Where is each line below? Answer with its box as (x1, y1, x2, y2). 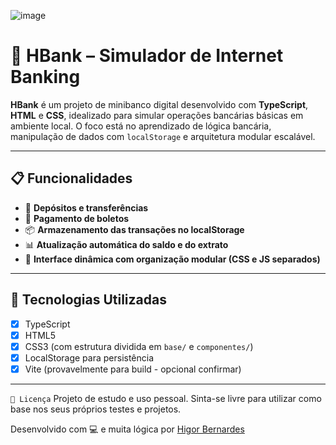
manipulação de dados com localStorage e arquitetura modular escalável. (10, 130, 316, 142)
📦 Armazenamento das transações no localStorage (24, 223, 245, 235)
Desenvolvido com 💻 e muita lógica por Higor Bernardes (10, 423, 245, 435)
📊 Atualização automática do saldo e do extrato (24, 238, 229, 250)
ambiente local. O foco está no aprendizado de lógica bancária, (10, 120, 272, 132)
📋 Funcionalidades (10, 170, 133, 187)
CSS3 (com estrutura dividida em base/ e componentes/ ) (24, 340, 254, 352)
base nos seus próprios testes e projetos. (10, 403, 182, 415)
